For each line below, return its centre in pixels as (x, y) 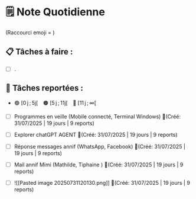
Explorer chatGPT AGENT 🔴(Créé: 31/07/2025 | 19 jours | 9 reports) (96, 134)
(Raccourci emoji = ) (30, 32)
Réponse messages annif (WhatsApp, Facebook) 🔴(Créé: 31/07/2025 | (99, 146)
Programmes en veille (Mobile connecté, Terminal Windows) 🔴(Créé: (97, 116)
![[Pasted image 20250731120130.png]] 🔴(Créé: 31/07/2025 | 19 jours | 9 (102, 182)
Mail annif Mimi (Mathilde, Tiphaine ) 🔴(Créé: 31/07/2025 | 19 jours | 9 (99, 165)
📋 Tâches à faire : (39, 52)
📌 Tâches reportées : (44, 88)
